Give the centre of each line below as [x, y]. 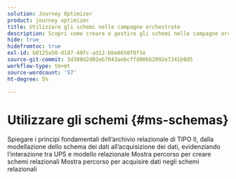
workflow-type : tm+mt [39, 66]
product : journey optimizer [48, 20]
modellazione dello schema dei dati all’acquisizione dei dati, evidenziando [114, 147]
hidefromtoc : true [34, 46]
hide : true [23, 40]
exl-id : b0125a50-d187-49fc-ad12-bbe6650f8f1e [77, 53]
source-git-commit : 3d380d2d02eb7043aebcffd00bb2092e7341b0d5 [100, 60]
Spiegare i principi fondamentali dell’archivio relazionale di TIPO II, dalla [111, 139]
